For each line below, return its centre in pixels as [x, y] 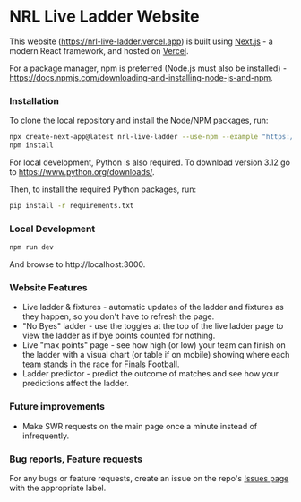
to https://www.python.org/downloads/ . [82, 171]
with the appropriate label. [58, 488]
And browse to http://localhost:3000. [77, 264]
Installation [34, 100]
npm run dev [31, 247]
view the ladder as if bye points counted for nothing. [119, 336]
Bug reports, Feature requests [76, 459]
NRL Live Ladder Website [104, 17]
